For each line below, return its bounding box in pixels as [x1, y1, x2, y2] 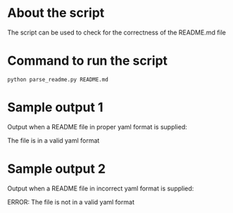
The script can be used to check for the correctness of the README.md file [7, 28, 227, 37]
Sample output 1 [7, 100, 103, 115]
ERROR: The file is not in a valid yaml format [7, 198, 135, 206]
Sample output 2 [7, 161, 106, 176]
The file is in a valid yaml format [7, 136, 100, 145]
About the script [7, 5, 105, 21]
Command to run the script [7, 53, 168, 69]
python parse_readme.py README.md [7, 76, 109, 83]
